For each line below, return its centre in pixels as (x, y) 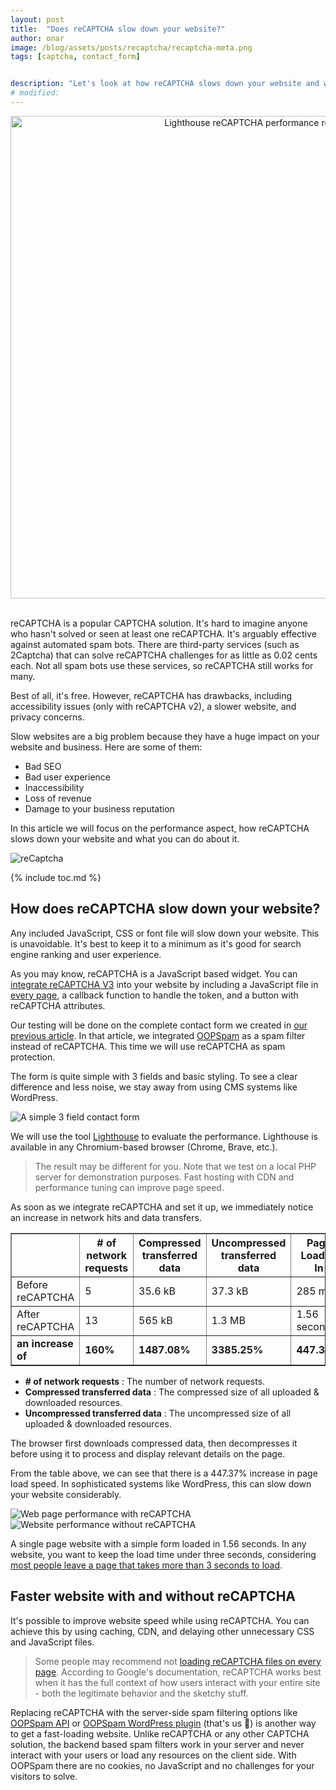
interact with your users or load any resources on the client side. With (153, 1755)
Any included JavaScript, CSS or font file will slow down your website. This (165, 933)
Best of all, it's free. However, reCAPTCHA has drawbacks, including (151, 695)
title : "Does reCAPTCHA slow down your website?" (118, 29)
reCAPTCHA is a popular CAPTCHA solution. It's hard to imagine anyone (159, 623)
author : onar (37, 38)
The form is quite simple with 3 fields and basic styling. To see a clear (154, 1076)
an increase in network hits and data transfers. (106, 1217)
